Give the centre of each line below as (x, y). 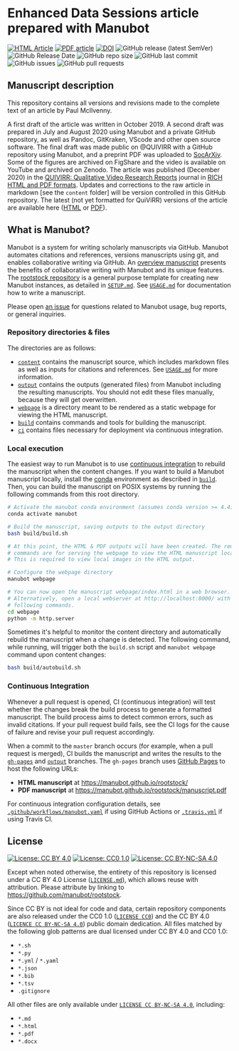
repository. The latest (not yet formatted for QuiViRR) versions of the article (117, 200)
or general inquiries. (37, 314)
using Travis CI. (30, 819)
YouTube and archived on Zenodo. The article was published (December (114, 170)
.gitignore (34, 991)
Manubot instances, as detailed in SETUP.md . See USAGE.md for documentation (119, 285)
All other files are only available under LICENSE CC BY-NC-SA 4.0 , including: (116, 1005)
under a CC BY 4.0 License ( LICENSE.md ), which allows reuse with (103, 880)
